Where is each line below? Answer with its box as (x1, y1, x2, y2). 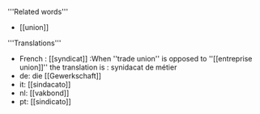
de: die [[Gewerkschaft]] (19, 71, 102, 80)
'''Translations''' (7, 38, 62, 48)
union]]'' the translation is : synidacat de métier (19, 62, 177, 72)
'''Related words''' (7, 7, 69, 16)
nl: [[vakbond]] (19, 88, 70, 98)
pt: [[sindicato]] (19, 97, 72, 106)
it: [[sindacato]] (19, 80, 71, 89)
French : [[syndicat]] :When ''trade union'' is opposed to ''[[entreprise (19, 54, 253, 63)
